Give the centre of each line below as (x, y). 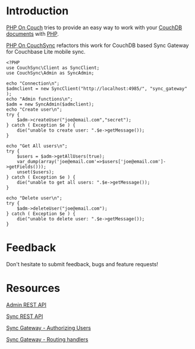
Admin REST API (26, 304)
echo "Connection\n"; (33, 83)
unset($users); (36, 172)
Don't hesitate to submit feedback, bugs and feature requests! (82, 264)
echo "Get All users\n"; (37, 146)
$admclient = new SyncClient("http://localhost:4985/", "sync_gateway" (97, 88)
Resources (33, 289)
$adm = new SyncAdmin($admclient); (50, 104)
